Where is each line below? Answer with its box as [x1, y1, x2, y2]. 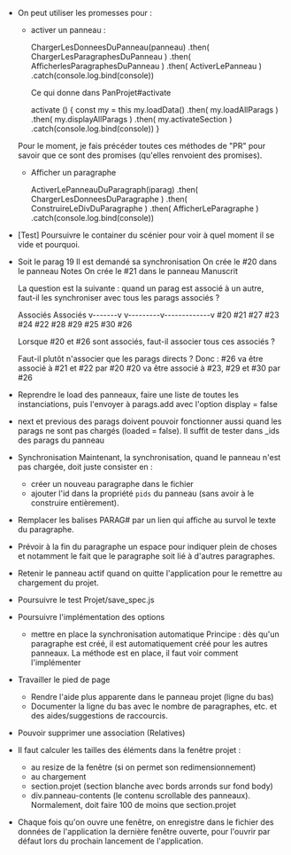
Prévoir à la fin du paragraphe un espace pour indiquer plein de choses [17, 541, 278, 552]
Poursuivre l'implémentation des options [17, 612, 165, 622]
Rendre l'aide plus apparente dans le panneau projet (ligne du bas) [30, 692, 274, 702]
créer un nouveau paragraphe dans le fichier [30, 479, 195, 489]
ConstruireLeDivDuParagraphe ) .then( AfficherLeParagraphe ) [30, 203, 259, 214]
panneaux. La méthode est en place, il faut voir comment [30, 647, 239, 658]
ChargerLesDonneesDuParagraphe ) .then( [30, 194, 188, 204]
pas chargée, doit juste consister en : [17, 461, 153, 472]
